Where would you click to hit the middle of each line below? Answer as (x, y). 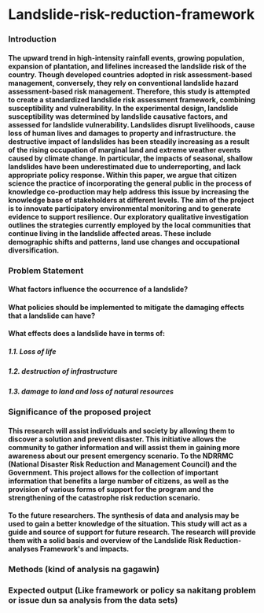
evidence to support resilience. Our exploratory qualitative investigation (128, 216)
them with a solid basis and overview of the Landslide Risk (105, 541)
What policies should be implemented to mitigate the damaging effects (126, 307)
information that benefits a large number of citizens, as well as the (119, 481)
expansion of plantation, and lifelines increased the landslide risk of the (127, 66)
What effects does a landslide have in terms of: (87, 334)
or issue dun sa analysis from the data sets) (93, 600)
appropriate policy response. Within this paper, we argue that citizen (123, 175)
